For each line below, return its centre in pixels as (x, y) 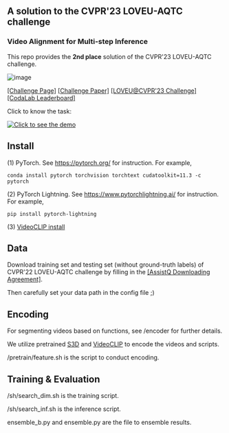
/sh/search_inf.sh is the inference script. (64, 409)
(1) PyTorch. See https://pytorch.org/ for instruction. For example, (100, 163)
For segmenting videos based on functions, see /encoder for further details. (115, 331)
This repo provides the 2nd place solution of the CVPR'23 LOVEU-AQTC (109, 56)
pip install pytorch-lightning (52, 214)
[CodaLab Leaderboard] (41, 98)
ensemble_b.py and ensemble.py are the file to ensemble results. (99, 422)
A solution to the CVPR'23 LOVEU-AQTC (95, 11)
